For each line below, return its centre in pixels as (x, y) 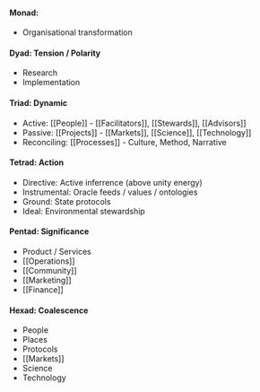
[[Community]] (50, 271)
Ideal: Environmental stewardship (83, 211)
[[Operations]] (48, 261)
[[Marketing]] (47, 280)
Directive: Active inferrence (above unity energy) (113, 182)
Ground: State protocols (66, 201)
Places (35, 340)
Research (40, 73)
